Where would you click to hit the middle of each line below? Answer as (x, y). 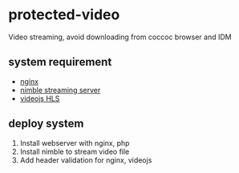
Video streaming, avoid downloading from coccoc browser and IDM (120, 37)
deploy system (46, 124)
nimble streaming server (60, 90)
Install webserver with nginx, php (75, 143)
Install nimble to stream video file (75, 151)
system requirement (60, 62)
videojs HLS (40, 99)
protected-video (64, 15)
